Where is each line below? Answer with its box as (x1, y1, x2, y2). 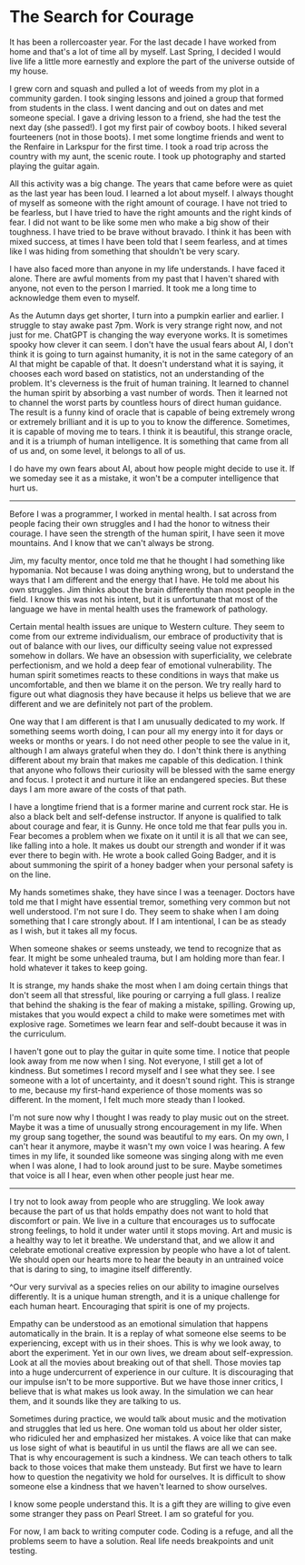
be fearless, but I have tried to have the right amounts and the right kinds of (9, 207, 292, 217)
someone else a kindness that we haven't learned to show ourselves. (9, 1480, 268, 1491)
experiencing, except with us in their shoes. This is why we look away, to (9, 1338, 281, 1348)
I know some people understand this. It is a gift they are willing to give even (9, 1499, 291, 1509)
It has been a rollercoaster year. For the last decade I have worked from (9, 36, 277, 47)
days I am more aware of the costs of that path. (9, 783, 187, 794)
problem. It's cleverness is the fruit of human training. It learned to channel (9, 378, 289, 389)
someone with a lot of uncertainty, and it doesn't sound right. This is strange (9, 1075, 295, 1085)
